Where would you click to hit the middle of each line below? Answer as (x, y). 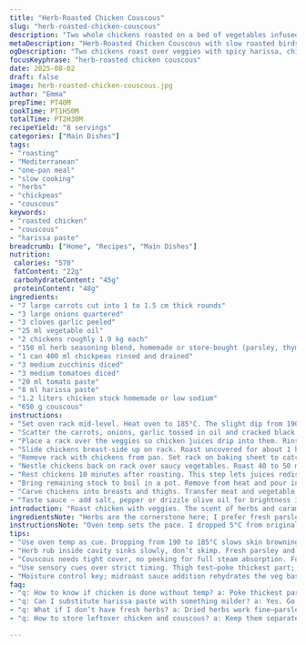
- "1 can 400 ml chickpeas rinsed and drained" (102, 356)
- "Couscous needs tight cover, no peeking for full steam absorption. (148, 559)
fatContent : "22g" (48, 272)
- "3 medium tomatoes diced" (65, 373)
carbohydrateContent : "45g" (66, 280)
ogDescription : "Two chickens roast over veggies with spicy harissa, (146, 52)
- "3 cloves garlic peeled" (63, 322)
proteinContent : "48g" (56, 288)
